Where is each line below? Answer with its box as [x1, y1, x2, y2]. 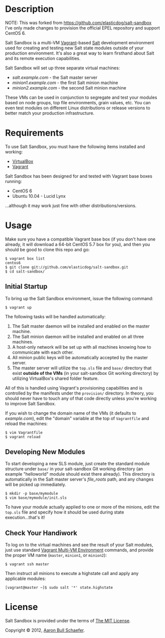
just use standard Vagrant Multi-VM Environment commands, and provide [5, 547, 154, 553]
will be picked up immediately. [5, 482, 66, 487]
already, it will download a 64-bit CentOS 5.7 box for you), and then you [5, 241, 150, 247]
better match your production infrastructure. [5, 110, 95, 116]
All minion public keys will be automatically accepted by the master [12, 354, 148, 360]
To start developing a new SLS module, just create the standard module [5, 461, 150, 467]
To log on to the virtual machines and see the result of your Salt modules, [5, 542, 153, 548]
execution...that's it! [5, 515, 45, 520]
